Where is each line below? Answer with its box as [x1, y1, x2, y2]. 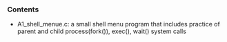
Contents [7, 5, 39, 14]
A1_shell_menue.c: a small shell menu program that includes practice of [17, 20, 221, 28]
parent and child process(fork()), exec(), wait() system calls [17, 27, 186, 35]
